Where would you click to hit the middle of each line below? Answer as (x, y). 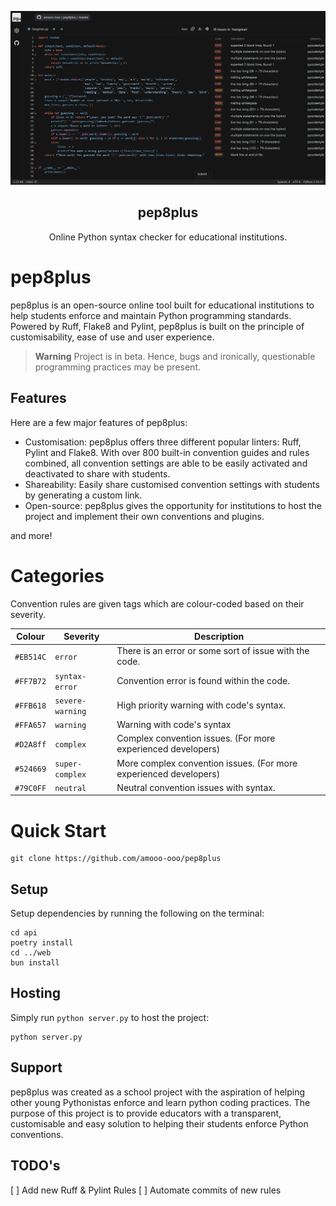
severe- (70, 701)
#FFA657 (30, 726)
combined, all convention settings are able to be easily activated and (166, 463)
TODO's (35, 1166)
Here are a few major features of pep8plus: (99, 422)
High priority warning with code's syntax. (201, 705)
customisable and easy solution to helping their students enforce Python (159, 1123)
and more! (31, 535)
